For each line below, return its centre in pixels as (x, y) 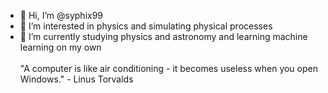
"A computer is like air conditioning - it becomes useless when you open (168, 68)
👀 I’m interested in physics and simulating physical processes (146, 26)
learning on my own (60, 47)
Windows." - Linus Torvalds (76, 79)
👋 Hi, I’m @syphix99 (61, 15)
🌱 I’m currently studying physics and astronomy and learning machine (163, 36)
